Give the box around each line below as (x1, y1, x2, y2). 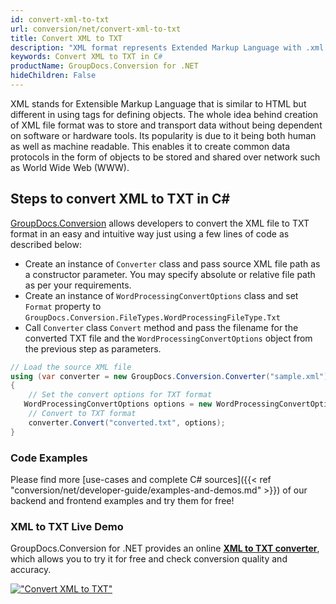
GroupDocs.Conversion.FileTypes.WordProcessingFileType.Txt (24, 312, 281, 323)
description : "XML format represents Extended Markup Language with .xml (10, 42, 325, 53)
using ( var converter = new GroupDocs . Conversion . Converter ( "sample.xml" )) (10, 371, 333, 381)
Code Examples (10, 451, 88, 465)
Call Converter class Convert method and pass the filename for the (24, 321, 299, 333)
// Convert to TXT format (28, 409, 137, 419)
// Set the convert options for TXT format (28, 390, 213, 400)
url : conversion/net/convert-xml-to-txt (10, 24, 182, 34)
